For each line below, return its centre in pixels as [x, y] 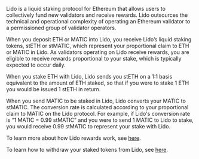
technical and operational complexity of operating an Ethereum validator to [98, 21]
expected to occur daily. [36, 65]
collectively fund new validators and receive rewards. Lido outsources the [97, 15]
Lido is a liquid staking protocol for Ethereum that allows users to [86, 9]
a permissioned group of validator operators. [61, 28]
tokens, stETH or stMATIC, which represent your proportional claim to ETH [98, 46]
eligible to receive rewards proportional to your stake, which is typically [94, 58]
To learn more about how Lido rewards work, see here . [74, 138]
